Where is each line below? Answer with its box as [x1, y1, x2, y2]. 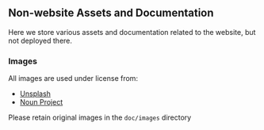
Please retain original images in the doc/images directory [8, 113, 192, 122]
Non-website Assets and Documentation [8, 6, 214, 20]
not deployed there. [8, 36, 73, 45]
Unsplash [19, 89, 52, 98]
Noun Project [19, 97, 63, 107]
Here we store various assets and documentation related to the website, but [8, 27, 256, 36]
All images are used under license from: [8, 74, 139, 83]
